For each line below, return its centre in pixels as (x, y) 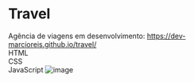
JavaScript (26, 69)
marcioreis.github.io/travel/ (52, 44)
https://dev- (166, 36)
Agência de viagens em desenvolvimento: (77, 36)
